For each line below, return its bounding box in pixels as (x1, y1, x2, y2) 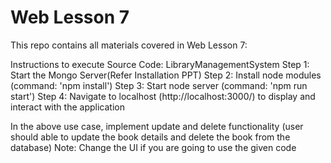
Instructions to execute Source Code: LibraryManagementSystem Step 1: (10, 58, 310, 70)
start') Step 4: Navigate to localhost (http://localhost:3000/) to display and (10, 90, 316, 102)
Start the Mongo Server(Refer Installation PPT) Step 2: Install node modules (10, 69, 322, 81)
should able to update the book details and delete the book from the (10, 131, 291, 143)
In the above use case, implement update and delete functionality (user (10, 120, 304, 132)
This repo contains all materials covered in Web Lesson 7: (10, 39, 248, 51)
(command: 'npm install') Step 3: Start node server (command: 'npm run (10, 79, 308, 91)
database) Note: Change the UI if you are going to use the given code (10, 141, 297, 153)
